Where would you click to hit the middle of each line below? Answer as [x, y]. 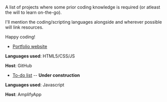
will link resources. [24, 27]
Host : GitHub [19, 66]
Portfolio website [30, 46]
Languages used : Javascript [35, 85]
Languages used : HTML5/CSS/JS [40, 56]
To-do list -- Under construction [46, 75]
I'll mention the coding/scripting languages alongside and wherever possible [83, 22]
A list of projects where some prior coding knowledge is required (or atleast [83, 7]
